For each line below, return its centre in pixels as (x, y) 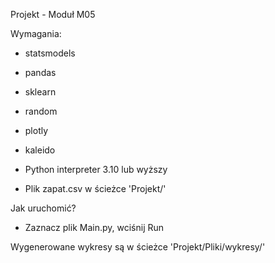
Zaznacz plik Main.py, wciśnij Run (94, 227)
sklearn (40, 92)
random (41, 111)
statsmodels (50, 53)
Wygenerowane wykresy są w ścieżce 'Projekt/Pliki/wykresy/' (138, 247)
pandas (40, 72)
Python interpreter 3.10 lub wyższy (96, 169)
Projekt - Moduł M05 (53, 14)
